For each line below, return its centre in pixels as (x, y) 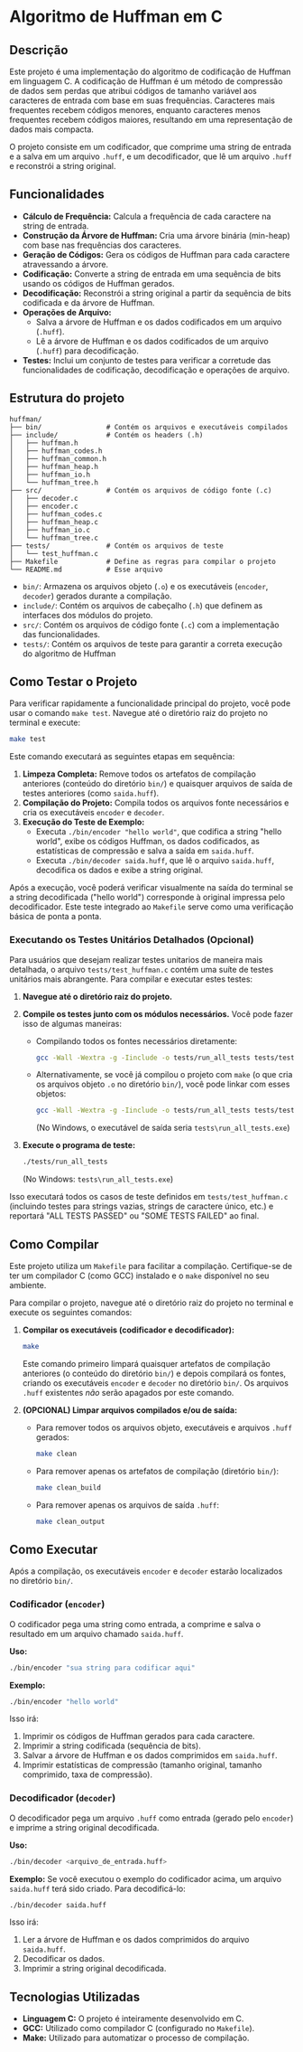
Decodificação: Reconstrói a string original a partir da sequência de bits (156, 293)
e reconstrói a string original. (63, 166)
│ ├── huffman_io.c (50, 530)
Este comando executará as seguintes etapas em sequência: (122, 757)
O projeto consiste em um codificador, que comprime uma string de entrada (150, 147)
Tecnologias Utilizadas (75, 1996)
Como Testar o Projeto (73, 682)
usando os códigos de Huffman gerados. (98, 283)
